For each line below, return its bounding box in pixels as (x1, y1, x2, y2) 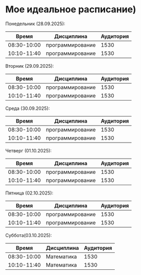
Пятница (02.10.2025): (5, 190, 54, 196)
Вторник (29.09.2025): (5, 63, 54, 69)
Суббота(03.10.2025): (5, 232, 52, 238)
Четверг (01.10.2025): (5, 147, 52, 153)
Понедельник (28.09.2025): (5, 21, 65, 27)
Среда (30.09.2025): (5, 105, 50, 111)
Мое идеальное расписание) (5, 4, 136, 15)
